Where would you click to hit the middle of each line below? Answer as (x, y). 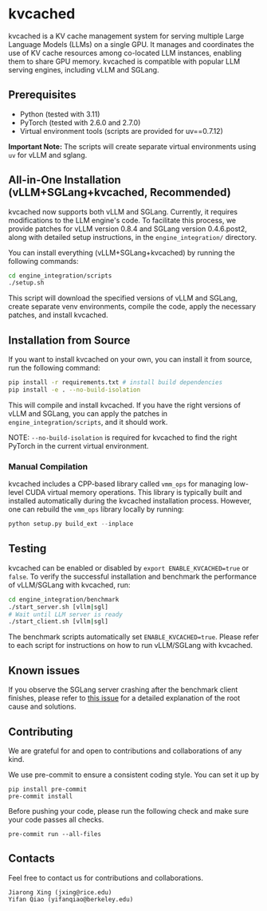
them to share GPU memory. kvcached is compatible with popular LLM (124, 61)
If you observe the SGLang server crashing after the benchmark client (123, 689)
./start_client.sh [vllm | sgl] (59, 622)
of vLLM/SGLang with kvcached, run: (69, 585)
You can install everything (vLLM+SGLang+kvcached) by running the (122, 253)
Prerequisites (42, 95)
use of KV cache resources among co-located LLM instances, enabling (125, 53)
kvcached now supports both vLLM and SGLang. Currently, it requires (123, 211)
